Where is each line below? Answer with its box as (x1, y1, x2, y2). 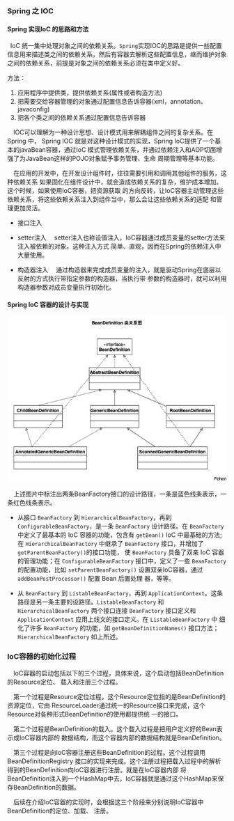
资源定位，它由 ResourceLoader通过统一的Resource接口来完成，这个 (7, 701, 205, 710)
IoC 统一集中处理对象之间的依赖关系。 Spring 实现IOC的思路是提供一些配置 (10, 42, 222, 50)
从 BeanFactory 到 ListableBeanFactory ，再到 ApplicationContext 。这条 (17, 589, 224, 597)
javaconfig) (17, 105, 50, 114)
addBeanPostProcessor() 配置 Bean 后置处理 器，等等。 (17, 574, 175, 583)
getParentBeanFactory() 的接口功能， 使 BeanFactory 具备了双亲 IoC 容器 (17, 548, 225, 556)
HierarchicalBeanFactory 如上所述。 (17, 632, 122, 641)
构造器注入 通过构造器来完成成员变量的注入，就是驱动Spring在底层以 (17, 266, 221, 274)
